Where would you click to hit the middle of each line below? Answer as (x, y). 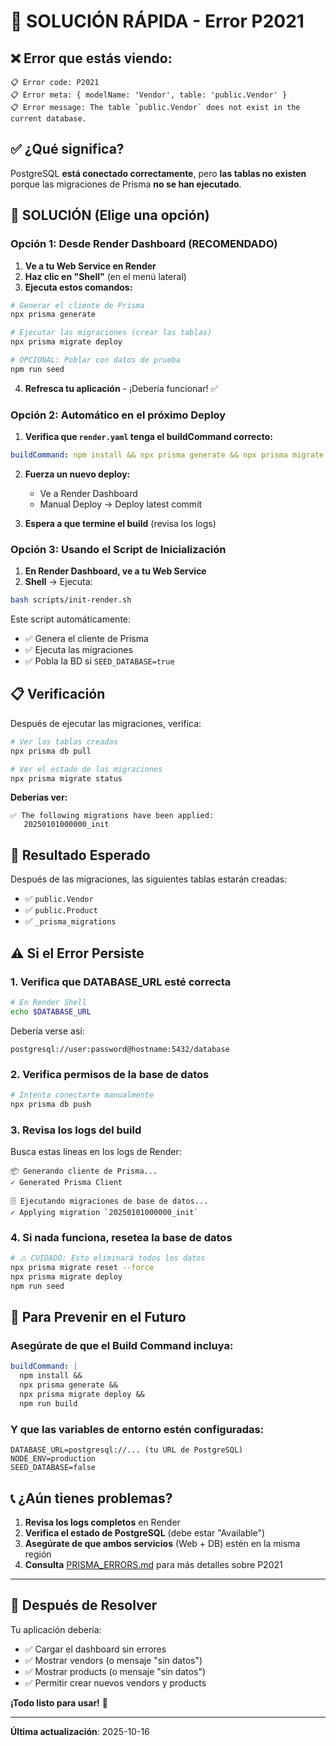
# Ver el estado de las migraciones (86, 769)
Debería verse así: (47, 1031)
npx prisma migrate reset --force (82, 1268)
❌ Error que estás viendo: (91, 58)
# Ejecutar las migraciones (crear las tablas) (111, 333)
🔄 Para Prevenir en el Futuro (98, 1317)
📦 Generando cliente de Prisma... (84, 1171)
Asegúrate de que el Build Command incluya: (122, 1346)
